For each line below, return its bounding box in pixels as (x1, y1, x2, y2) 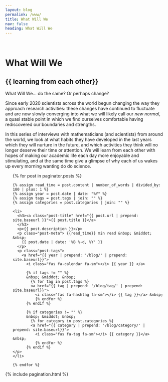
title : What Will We (5, 17, 49, 22)
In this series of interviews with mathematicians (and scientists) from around (5, 131, 163, 137)
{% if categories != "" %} (26, 310, 83, 315)
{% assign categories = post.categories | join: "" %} (12, 200, 130, 206)
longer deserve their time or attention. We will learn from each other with (5, 147, 155, 153)
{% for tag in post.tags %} (31, 279, 89, 284)
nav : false (5, 21, 28, 27)
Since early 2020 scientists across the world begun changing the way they (5, 100, 160, 106)
